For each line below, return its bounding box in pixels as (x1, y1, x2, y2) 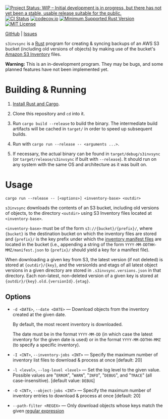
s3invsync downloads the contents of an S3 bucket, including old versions (5, 205, 159, 211)
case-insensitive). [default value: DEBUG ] (12, 377, 95, 384)
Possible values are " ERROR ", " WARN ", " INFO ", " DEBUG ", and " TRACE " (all (12, 372, 152, 378)
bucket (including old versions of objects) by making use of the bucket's (5, 46, 155, 52)
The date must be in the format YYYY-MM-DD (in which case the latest (12, 331, 153, 337)
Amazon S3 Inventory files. (5, 51, 62, 57)
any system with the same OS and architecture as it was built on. (12, 161, 147, 167)
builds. (12, 131, 27, 137)
